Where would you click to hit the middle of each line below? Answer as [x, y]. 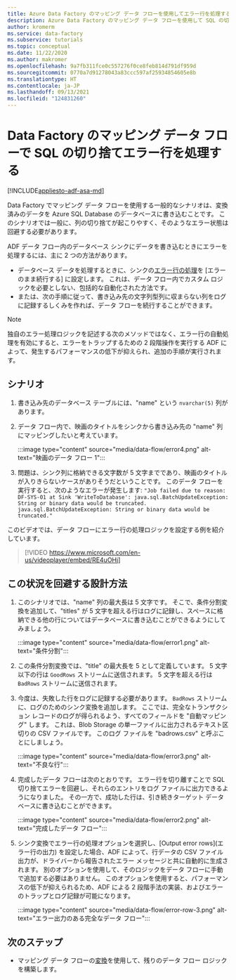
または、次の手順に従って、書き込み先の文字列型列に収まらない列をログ [122, 296]
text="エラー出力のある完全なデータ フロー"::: [84, 918]
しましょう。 [48, 742]
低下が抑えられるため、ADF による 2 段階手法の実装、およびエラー [126, 887]
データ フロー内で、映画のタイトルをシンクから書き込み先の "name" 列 [120, 426]
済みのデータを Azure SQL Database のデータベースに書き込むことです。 [112, 214]
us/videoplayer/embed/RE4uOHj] [72, 560]
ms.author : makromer [38, 60]
